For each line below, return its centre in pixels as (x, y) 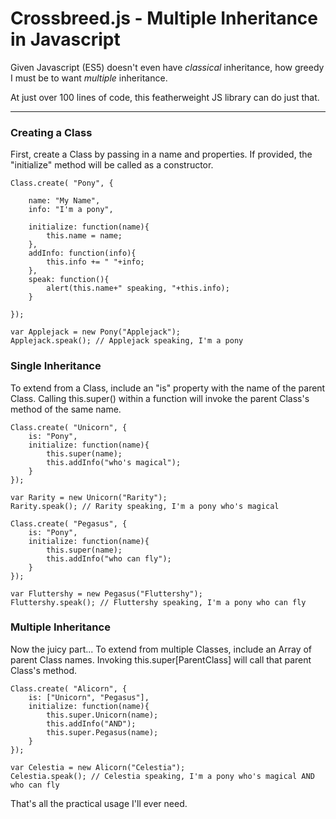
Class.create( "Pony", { (62, 183)
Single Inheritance (56, 366)
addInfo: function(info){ (82, 253)
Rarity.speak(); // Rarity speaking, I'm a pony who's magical (145, 506)
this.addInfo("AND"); (91, 723)
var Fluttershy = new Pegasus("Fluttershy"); (106, 593)
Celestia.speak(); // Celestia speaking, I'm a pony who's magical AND (162, 776)
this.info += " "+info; (95, 262)
